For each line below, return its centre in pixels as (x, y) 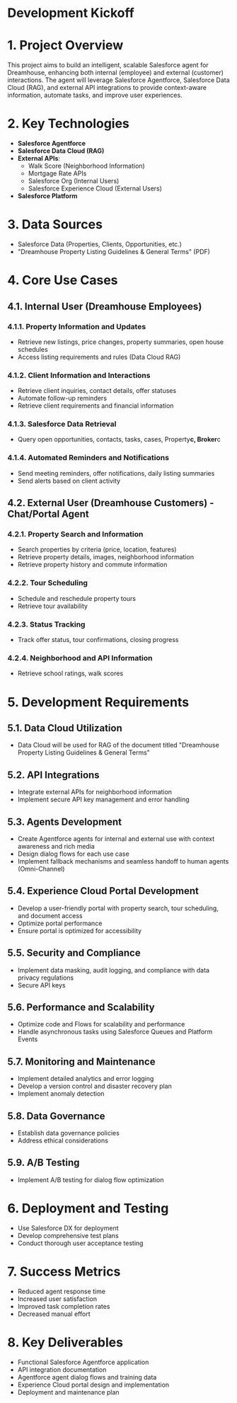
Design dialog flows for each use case (73, 854)
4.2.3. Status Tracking (46, 624)
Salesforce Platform (47, 196)
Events (28, 1039)
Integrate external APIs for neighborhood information (94, 792)
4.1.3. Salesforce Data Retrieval (62, 424)
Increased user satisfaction (57, 1299)
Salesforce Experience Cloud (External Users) (95, 188)
